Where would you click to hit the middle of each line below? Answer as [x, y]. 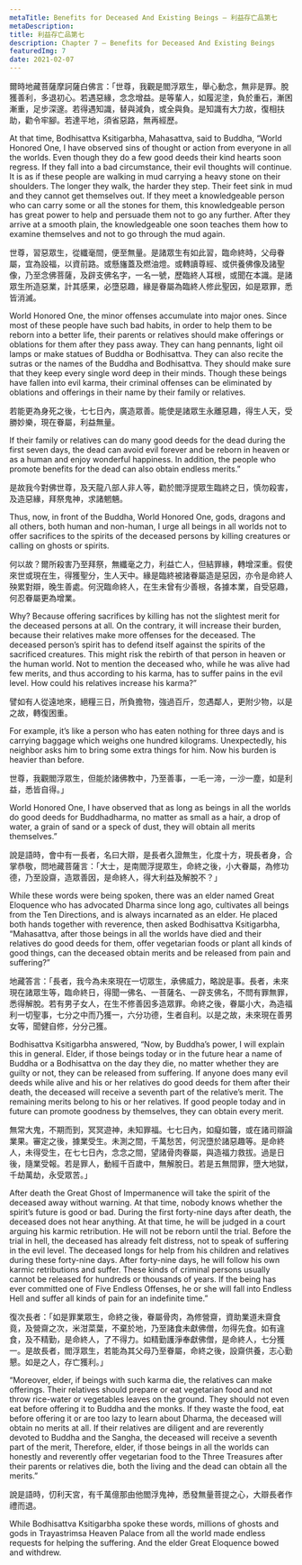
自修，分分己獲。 [80, 1026]
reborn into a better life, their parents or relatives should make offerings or [147, 335]
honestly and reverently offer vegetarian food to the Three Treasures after [146, 1456]
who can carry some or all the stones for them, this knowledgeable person [147, 205]
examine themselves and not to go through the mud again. [117, 234]
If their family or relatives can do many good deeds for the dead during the [147, 440]
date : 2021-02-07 [42, 59]
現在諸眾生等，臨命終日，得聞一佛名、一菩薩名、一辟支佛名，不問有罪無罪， [151, 992]
